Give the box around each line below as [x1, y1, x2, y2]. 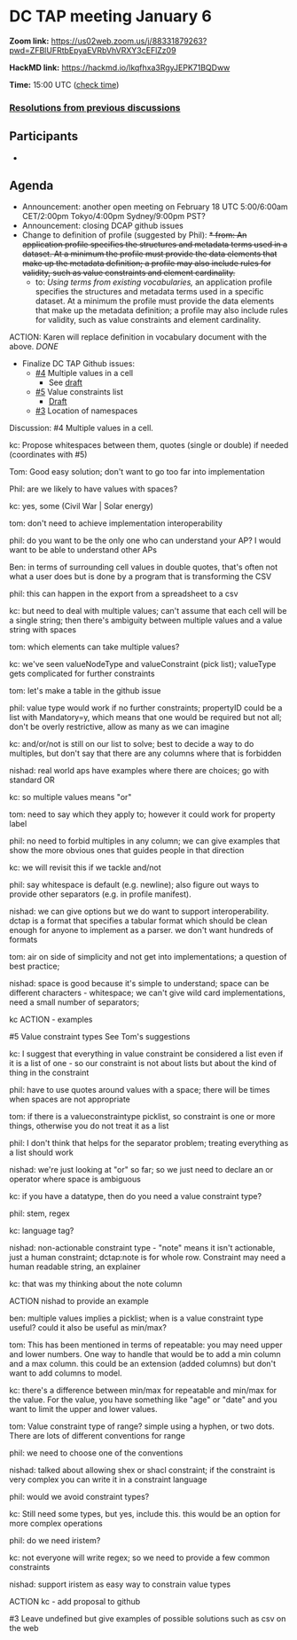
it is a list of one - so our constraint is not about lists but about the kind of [9, 1058, 277, 1069]
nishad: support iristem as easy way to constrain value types [9, 1579, 231, 1589]
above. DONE [9, 341, 59, 352]
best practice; [9, 961, 60, 972]
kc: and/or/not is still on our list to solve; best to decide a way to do [9, 739, 254, 749]
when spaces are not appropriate [9, 1094, 131, 1105]
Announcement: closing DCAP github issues [21, 220, 184, 231]
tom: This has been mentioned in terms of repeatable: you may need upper [9, 1339, 283, 1350]
